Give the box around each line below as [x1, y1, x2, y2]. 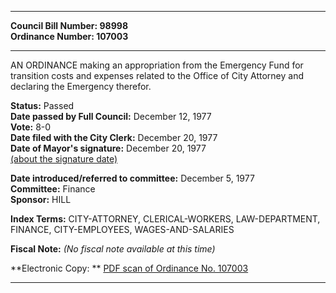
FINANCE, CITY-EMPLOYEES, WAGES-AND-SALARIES [10, 224, 235, 235]
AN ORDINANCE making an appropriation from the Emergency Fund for [10, 59, 304, 71]
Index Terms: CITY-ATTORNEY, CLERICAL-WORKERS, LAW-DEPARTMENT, [10, 213, 321, 225]
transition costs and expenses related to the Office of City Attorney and [10, 70, 304, 81]
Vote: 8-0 [10, 121, 52, 133]
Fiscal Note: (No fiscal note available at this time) [10, 243, 216, 255]
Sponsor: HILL [10, 194, 72, 205]
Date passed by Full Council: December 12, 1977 [10, 111, 212, 122]
